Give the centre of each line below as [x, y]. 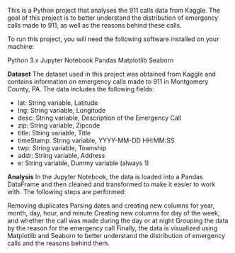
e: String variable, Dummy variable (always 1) [83, 163]
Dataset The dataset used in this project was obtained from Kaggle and [111, 74]
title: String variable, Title [54, 133]
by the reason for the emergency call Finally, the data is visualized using [113, 228]
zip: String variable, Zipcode [59, 125]
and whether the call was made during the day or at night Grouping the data [118, 220]
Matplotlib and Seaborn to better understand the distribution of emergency [116, 236]
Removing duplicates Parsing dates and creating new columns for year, [111, 206]
